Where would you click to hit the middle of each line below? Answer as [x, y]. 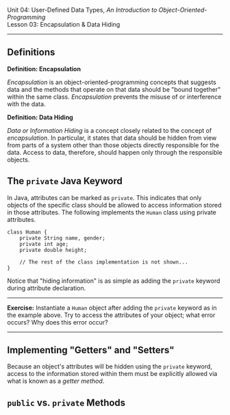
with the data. [26, 104]
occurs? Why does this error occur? [57, 322]
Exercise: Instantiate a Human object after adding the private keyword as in [112, 307]
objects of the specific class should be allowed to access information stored [114, 205]
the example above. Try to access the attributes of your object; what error [111, 315]
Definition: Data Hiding [40, 117]
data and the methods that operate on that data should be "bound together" [114, 89]
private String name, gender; [63, 238]
